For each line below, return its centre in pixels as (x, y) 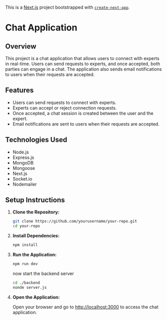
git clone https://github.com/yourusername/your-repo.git (75, 222)
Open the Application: (36, 297)
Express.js (23, 157)
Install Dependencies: (36, 236)
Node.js (21, 152)
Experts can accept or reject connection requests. (65, 108)
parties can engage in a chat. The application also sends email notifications (84, 69)
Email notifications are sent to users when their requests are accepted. (86, 124)
